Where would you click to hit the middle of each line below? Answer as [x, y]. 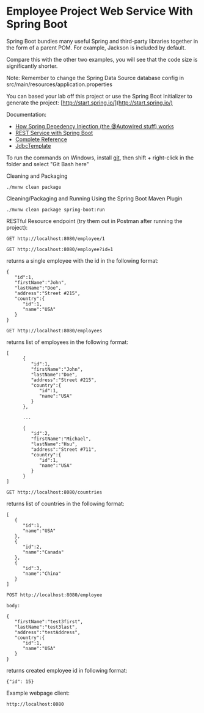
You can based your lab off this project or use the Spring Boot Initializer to [99, 96]
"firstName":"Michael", [61, 439]
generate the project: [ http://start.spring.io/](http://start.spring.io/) [89, 103]
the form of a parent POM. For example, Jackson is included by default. [96, 48]
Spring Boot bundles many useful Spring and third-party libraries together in [102, 41]
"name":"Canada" [43, 552]
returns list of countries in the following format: [65, 503]
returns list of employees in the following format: [67, 342]
